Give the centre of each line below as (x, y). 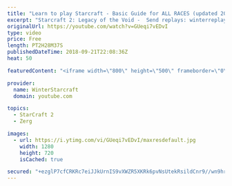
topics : (18, 108)
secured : (20, 172)
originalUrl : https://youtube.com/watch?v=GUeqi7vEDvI (88, 26)
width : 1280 (37, 146)
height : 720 (37, 153)
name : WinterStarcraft (46, 90)
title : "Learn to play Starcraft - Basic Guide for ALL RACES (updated (112, 13)
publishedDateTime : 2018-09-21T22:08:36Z (68, 52)
